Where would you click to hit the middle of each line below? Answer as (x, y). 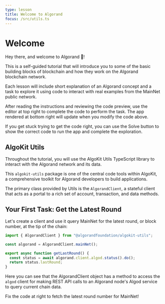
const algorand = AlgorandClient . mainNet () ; (51, 244)
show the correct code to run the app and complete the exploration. (74, 132)
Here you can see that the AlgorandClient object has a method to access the (82, 276)
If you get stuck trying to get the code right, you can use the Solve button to (82, 127)
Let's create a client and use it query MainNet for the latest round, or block (81, 221)
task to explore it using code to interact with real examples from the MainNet (83, 92)
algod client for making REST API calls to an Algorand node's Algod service (81, 282)
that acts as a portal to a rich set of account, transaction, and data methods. (82, 194)
